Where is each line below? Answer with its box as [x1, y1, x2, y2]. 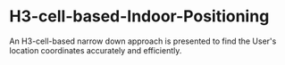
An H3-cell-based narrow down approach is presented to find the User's [9, 36, 277, 46]
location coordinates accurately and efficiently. [9, 45, 182, 55]
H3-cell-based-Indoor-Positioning [9, 6, 270, 27]
